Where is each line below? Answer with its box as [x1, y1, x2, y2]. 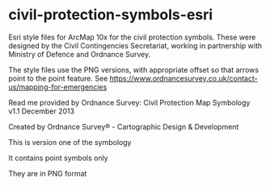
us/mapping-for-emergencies [8, 82, 108, 92]
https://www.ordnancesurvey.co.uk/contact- [109, 73, 258, 83]
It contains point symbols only [8, 153, 108, 163]
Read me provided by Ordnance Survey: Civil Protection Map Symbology [8, 97, 251, 107]
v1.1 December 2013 [8, 106, 75, 116]
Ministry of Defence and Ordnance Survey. [8, 49, 151, 59]
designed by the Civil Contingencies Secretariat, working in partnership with [8, 40, 263, 50]
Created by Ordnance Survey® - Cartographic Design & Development [8, 122, 239, 131]
